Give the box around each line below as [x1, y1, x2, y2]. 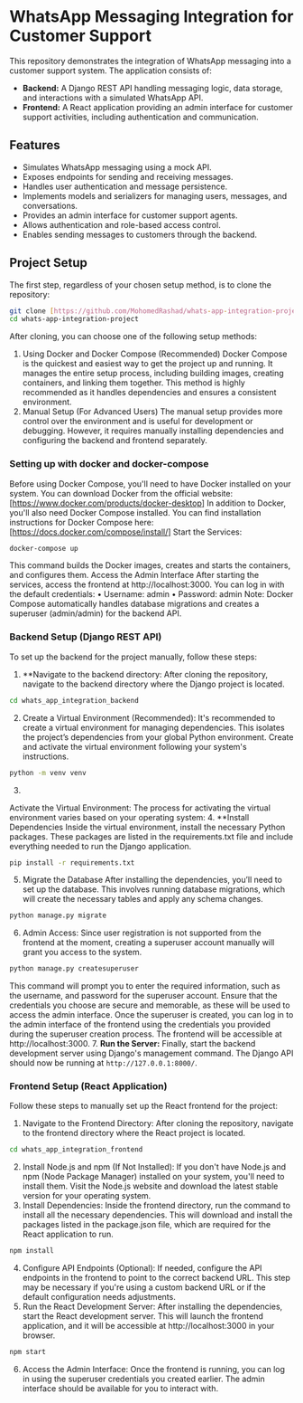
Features [9, 137, 60, 153]
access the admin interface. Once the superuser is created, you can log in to [9, 1010, 294, 1020]
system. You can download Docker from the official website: [9, 488, 234, 498]
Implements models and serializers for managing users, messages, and [22, 190, 288, 201]
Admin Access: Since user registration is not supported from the [22, 927, 262, 938]
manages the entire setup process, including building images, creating [22, 368, 284, 379]
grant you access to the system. [22, 947, 142, 958]
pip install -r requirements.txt [9, 858, 135, 867]
